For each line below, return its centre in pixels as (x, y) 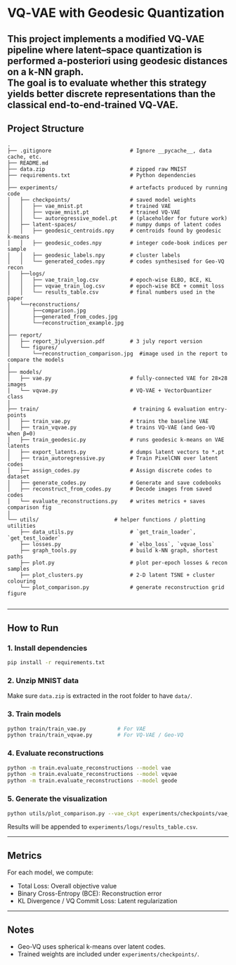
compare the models (36, 360)
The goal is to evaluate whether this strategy (107, 83)
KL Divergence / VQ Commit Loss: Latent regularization (97, 901)
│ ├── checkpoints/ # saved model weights (102, 200)
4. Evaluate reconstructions (55, 753)
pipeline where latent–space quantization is (105, 50)
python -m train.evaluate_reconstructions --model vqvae (92, 775)
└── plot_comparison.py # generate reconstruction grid (122, 588)
